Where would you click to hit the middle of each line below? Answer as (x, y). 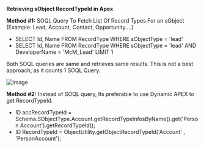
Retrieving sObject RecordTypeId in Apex (60, 9)
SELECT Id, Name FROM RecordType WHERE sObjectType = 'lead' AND (106, 46)
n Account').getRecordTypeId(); (55, 125)
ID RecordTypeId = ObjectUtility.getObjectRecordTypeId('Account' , (100, 132)
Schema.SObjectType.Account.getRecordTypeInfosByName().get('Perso (107, 119)
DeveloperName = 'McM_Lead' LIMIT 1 (64, 52)
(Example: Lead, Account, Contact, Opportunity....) (70, 27)
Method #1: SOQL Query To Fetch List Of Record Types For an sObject (95, 20)
